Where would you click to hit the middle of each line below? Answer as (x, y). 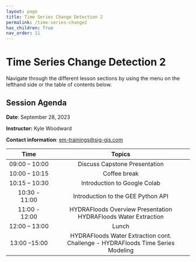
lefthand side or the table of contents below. (59, 85)
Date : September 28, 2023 (38, 117)
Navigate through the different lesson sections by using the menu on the (93, 78)
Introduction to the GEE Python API (121, 196)
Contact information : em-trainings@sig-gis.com (65, 139)
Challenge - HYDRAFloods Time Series (121, 243)
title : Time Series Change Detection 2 (55, 17)
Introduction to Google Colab (121, 183)
